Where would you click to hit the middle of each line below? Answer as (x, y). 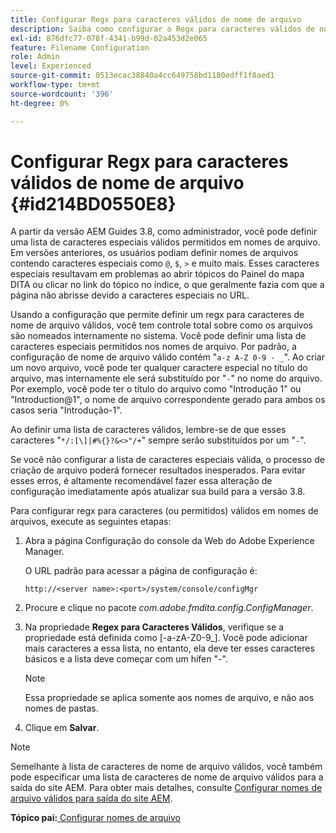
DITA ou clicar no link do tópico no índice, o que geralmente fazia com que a (167, 285)
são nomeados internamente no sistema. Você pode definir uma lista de (158, 336)
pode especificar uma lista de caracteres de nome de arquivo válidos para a (167, 777)
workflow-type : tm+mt (55, 85)
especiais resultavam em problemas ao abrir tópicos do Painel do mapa (157, 274)
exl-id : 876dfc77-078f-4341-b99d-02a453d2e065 (109, 38)
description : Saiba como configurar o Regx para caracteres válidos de (162, 29)
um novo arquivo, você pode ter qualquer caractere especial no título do (159, 368)
